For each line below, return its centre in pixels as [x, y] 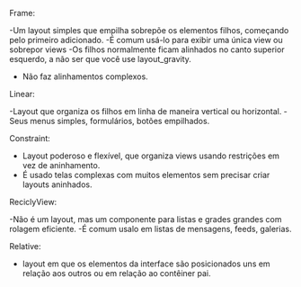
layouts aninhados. [57, 184]
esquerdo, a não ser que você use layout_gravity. [100, 59]
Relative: [25, 246]
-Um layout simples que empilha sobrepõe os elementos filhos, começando [149, 30]
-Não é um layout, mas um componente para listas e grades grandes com [146, 219]
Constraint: [30, 138]
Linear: [22, 94]
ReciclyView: [33, 202]
